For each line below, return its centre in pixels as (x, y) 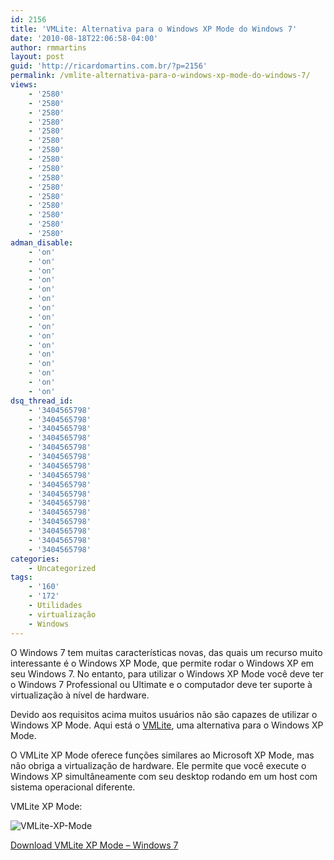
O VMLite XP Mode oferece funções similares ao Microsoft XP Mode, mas (162, 755)
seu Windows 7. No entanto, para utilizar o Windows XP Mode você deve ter (167, 673)
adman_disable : (42, 242)
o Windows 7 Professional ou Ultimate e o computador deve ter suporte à (161, 684)
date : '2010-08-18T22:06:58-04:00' (84, 38)
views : (24, 85)
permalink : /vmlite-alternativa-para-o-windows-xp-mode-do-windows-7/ (160, 76)
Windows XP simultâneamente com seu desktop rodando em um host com (164, 776)
